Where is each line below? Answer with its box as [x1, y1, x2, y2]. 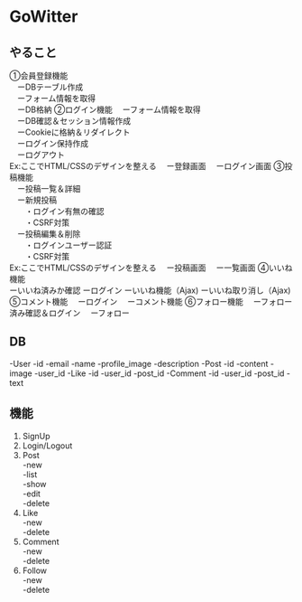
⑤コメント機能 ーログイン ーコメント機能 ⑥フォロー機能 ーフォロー [9, 296, 293, 306]
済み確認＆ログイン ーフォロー [9, 307, 131, 318]
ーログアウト [16, 149, 65, 160]
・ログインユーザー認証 [24, 240, 113, 250]
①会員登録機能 [9, 71, 69, 80]
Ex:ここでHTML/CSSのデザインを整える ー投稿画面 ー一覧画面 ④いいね [9, 262, 293, 273]
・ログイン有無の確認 [24, 206, 105, 216]
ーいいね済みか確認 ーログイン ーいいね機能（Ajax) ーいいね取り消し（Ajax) [9, 285, 291, 296]
